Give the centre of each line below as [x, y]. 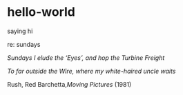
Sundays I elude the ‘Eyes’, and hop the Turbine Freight [86, 57]
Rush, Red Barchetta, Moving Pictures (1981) [69, 84]
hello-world [41, 12]
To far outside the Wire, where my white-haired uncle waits [91, 71]
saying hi [20, 31]
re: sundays [24, 44]
